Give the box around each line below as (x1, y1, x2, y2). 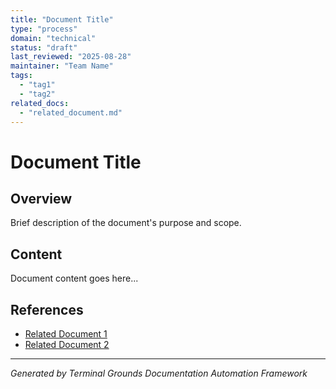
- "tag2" (19, 89, 56, 99)
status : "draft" (10, 42, 78, 53)
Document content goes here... (10, 272, 139, 285)
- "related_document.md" (19, 107, 123, 118)
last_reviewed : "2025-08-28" (10, 52, 132, 62)
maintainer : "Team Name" (10, 61, 114, 71)
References (10, 301, 84, 318)
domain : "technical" (10, 33, 97, 43)
